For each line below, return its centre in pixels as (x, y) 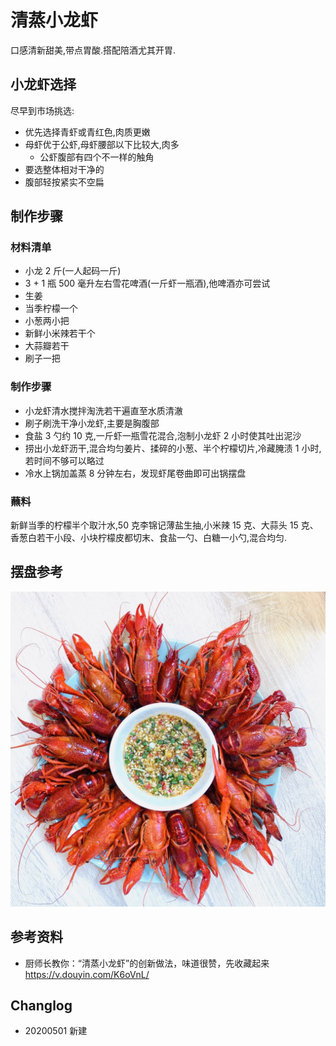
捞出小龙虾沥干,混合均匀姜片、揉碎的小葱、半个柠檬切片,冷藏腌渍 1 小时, (173, 448)
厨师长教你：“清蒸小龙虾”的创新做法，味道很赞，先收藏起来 (147, 963)
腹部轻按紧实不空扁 (64, 182)
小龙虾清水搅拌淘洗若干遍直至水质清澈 (103, 410)
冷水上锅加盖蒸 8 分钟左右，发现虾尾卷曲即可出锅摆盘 (135, 473)
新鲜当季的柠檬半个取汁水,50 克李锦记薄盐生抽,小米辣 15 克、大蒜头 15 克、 (164, 525)
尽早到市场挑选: (42, 110)
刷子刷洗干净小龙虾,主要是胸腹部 (92, 423)
